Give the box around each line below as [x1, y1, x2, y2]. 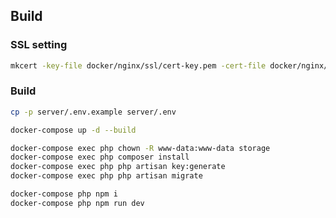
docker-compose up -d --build [10, 125, 137, 135]
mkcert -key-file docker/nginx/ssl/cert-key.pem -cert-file [10, 60, 267, 71]
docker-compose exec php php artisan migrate [10, 171, 203, 181]
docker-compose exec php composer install [10, 152, 190, 163]
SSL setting [10, 38, 68, 52]
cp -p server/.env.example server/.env [10, 107, 177, 117]
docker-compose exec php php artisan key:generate [10, 162, 226, 172]
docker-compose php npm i [10, 189, 118, 199]
